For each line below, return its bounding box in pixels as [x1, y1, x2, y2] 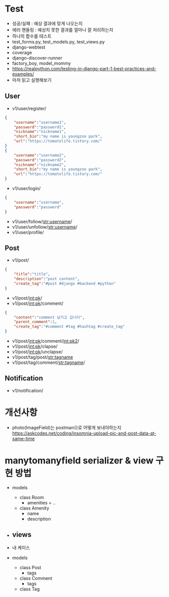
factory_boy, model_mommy [12, 60, 71, 66]
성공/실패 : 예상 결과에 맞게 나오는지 [12, 20, 83, 26]
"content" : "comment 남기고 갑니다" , [14, 314, 85, 320]
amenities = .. [27, 499, 56, 506]
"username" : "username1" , [14, 120, 66, 125]
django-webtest [12, 44, 46, 50]
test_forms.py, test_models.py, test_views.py [12, 38, 105, 44]
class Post [19, 564, 41, 570]
